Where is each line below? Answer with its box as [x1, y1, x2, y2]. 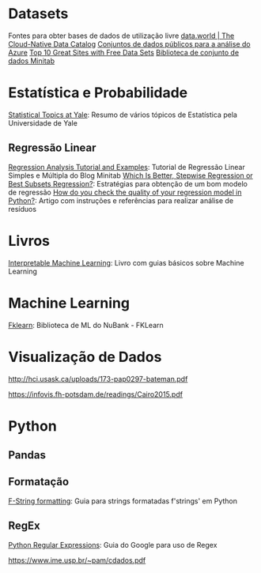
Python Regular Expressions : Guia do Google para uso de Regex [8, 540, 217, 549]
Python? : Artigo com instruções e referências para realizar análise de [8, 195, 234, 205]
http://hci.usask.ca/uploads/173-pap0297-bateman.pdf [8, 374, 188, 383]
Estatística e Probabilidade [8, 84, 188, 102]
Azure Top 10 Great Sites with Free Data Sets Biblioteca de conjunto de [8, 47, 240, 57]
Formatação [8, 475, 70, 488]
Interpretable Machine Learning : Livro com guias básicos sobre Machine [8, 258, 244, 267]
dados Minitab [8, 56, 55, 66]
